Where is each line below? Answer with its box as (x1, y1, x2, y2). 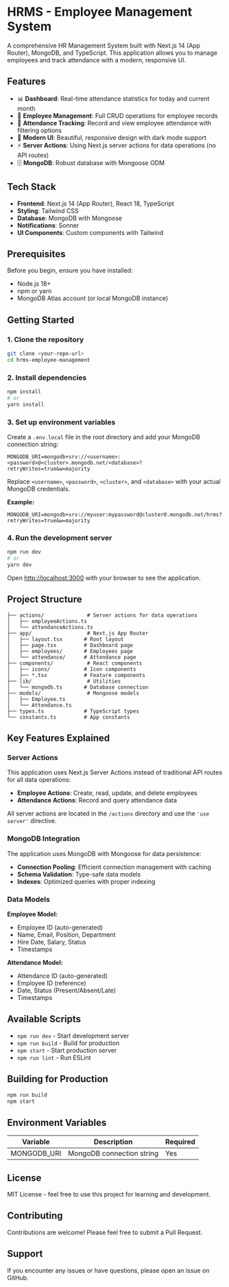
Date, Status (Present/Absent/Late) (16, 986, 117, 994)
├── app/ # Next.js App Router (7, 630, 149, 637)
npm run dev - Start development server (16, 1031, 130, 1040)
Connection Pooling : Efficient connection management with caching (16, 863, 211, 871)
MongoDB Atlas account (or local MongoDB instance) (16, 294, 169, 302)
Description (93, 1137, 133, 1147)
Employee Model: (7, 910, 58, 918)
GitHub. (7, 1273, 29, 1282)
